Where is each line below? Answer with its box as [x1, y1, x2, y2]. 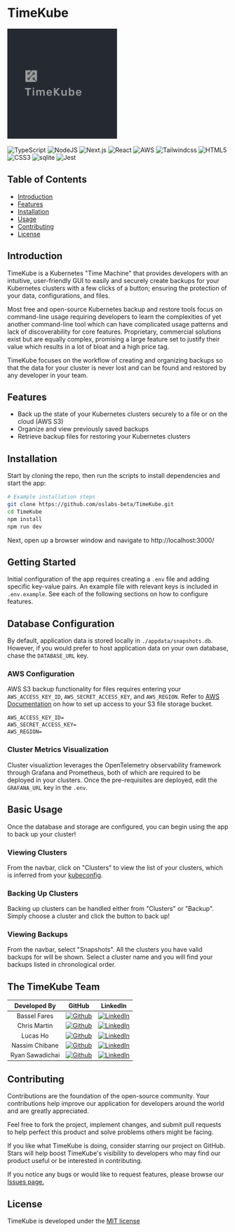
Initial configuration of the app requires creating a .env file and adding [7, 575, 210, 584]
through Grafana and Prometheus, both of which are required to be [7, 768, 201, 777]
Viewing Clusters [7, 847, 68, 857]
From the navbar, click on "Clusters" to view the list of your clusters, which [7, 863, 223, 872]
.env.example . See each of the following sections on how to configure [7, 590, 208, 598]
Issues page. [7, 1178, 44, 1186]
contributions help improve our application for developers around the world [7, 1100, 224, 1108]
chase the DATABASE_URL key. [7, 651, 89, 660]
